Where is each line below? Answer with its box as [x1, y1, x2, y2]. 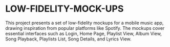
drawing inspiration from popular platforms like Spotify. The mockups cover [5, 25, 165, 31]
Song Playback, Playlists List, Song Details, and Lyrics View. [5, 36, 132, 42]
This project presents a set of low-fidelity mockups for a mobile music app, [5, 20, 164, 26]
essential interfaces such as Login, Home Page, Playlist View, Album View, [5, 30, 162, 36]
